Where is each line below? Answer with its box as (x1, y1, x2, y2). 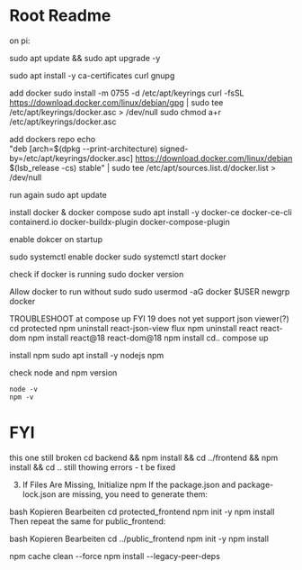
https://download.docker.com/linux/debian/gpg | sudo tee (9, 96, 224, 108)
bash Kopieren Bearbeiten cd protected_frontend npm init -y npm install (9, 506, 275, 517)
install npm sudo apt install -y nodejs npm (9, 349, 164, 360)
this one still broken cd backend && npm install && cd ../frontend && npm (9, 452, 279, 463)
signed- (159, 143, 189, 154)
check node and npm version (9, 366, 118, 378)
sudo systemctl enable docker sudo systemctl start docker (9, 251, 226, 262)
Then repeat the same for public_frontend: (9, 515, 166, 527)
